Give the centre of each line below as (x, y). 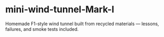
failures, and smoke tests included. (42, 29)
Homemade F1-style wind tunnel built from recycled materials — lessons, (82, 24)
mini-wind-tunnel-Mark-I (60, 10)
